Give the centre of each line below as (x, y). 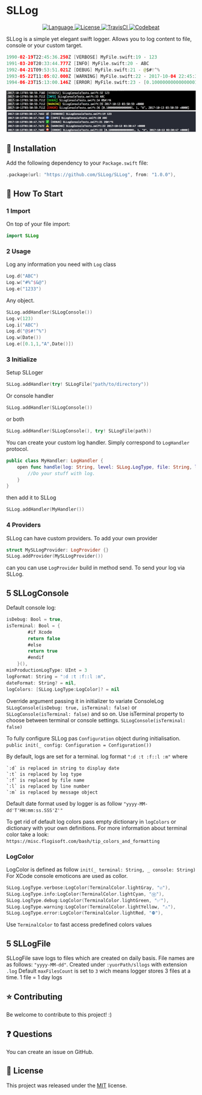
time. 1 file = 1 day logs (34, 977)
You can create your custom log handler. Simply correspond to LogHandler (98, 442)
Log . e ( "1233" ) (24, 289)
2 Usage (19, 251)
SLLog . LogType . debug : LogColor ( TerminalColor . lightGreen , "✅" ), (88, 900)
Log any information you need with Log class (61, 264)
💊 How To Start (35, 194)
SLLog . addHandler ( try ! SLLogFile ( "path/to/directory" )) (78, 384)
